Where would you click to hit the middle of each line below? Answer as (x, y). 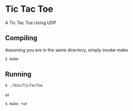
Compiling (21, 38)
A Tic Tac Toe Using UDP (31, 23)
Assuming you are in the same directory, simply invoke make (66, 50)
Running (18, 74)
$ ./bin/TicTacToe (24, 85)
